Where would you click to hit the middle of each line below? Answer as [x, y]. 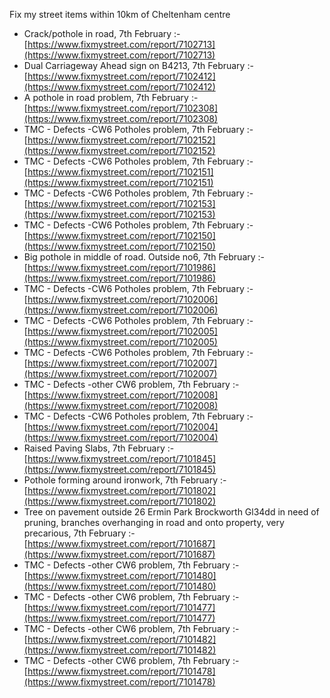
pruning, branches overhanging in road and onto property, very [154, 522]
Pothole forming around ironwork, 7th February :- [125, 480]
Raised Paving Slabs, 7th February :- [99, 448]
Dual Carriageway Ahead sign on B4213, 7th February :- [138, 65]
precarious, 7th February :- [79, 533]
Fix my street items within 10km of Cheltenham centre [120, 14]
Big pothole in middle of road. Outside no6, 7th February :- [144, 257]
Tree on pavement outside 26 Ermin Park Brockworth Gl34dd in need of [171, 512]
